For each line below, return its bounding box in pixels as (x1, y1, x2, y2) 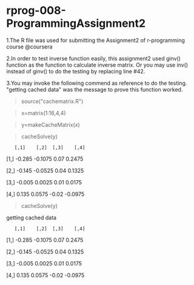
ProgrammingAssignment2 (6, 16, 146, 30)
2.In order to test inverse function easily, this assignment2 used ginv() (6, 55, 181, 62)
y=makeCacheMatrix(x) (21, 121, 80, 128)
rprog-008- (6, 4, 67, 18)
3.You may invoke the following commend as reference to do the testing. (6, 79, 187, 87)
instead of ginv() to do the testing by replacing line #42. (6, 67, 145, 75)
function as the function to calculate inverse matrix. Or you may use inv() (6, 61, 189, 69)
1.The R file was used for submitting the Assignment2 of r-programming (6, 36, 185, 44)
